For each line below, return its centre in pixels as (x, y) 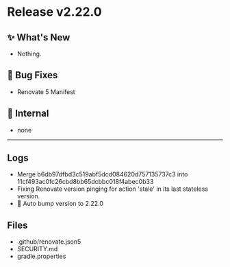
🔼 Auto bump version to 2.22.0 (60, 204)
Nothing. (29, 54)
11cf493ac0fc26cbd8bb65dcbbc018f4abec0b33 (85, 182)
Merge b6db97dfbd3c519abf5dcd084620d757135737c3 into (102, 174)
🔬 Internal (28, 114)
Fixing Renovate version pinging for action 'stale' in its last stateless (113, 189)
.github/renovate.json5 (49, 242)
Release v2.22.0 (54, 12)
